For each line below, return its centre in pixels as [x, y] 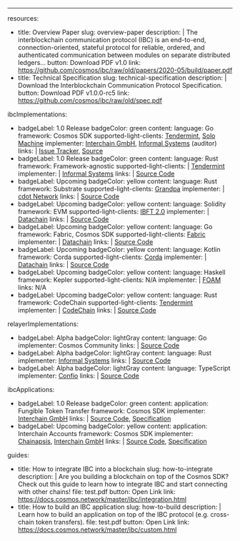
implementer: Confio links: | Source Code [78, 376]
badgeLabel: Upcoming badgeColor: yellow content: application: [112, 426]
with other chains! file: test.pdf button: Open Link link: [97, 492]
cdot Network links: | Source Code [69, 196]
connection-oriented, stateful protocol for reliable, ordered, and [111, 47]
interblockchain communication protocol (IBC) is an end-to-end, [112, 40]
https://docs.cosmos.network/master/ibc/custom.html [97, 530]
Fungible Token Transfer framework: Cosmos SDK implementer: [111, 411]
